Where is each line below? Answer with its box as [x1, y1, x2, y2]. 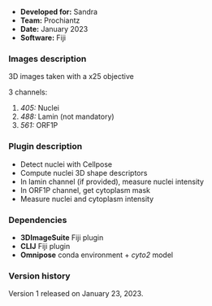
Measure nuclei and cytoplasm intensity [19, 194, 154, 203]
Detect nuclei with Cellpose [19, 159, 112, 169]
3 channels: [8, 87, 48, 97]
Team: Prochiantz [19, 15, 80, 25]
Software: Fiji [19, 33, 67, 42]
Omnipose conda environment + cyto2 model [19, 250, 173, 260]
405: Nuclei [19, 103, 59, 113]
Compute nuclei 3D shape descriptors [19, 168, 148, 177]
